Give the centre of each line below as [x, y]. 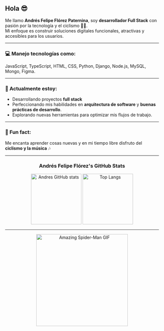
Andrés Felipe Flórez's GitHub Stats [82, 166]
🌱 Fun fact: [18, 132]
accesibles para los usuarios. [34, 36]
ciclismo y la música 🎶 [28, 148]
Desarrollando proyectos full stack [47, 99]
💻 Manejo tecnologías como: [40, 53]
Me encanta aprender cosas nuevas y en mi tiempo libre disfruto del [74, 143]
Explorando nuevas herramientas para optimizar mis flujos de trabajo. [82, 115]
